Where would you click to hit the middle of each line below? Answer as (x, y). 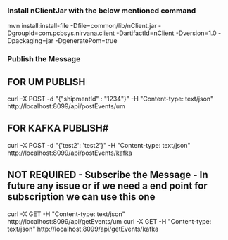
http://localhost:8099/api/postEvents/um (66, 106)
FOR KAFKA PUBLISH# (58, 128)
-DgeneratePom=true (86, 41)
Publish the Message (44, 59)
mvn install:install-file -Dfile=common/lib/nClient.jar (82, 26)
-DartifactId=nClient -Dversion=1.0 (166, 33)
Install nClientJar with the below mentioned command (102, 11)
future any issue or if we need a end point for (107, 186)
